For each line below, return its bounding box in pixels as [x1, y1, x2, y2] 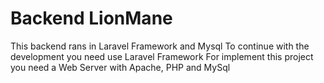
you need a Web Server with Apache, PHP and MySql [10, 61, 231, 73]
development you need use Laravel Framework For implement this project [10, 50, 314, 62]
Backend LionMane [10, 7, 173, 30]
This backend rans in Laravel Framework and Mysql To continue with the [10, 40, 310, 52]
